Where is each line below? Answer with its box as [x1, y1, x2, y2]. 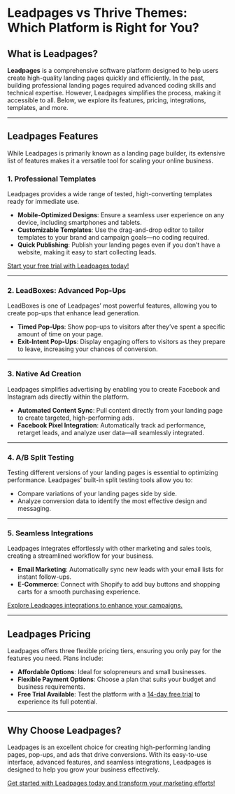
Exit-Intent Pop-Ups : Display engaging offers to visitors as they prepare [17, 338, 226, 346]
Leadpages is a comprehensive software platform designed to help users [7, 67, 219, 74]
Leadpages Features [7, 130, 99, 142]
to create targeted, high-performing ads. [17, 413, 134, 422]
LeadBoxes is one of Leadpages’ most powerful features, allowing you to [7, 301, 218, 310]
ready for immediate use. [7, 198, 80, 206]
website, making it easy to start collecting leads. [17, 248, 157, 256]
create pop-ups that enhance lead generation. [7, 309, 141, 317]
